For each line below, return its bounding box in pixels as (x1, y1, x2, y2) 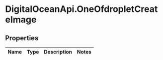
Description (44, 49, 72, 55)
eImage (5, 14, 37, 25)
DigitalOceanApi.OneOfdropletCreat (5, 3, 158, 15)
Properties (5, 34, 39, 42)
